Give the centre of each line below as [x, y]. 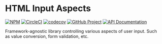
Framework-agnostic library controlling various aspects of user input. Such [81, 31]
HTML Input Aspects [48, 8]
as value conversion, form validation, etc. [47, 36]
